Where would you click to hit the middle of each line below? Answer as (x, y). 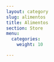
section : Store (25, 28)
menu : (13, 34)
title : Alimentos (27, 22)
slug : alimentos (26, 17)
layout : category (27, 12)
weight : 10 (30, 45)
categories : (26, 39)
